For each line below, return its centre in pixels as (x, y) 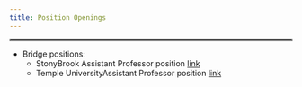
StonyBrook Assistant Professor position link (118, 63)
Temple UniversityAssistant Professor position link (129, 73)
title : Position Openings (58, 17)
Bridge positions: (53, 54)
